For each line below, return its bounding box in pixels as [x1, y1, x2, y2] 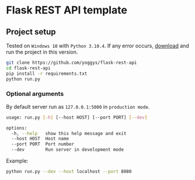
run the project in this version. [6, 49, 78, 56]
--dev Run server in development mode [11, 147, 124, 153]
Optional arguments [6, 90, 64, 98]
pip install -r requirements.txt [6, 71, 88, 77]
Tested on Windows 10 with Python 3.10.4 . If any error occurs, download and [6, 42, 190, 49]
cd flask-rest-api [6, 65, 51, 71]
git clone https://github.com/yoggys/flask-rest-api [6, 60, 137, 65]
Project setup [6, 27, 57, 37]
